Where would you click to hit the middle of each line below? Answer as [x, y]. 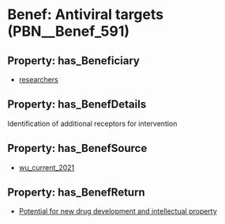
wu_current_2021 [47, 167]
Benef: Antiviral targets [85, 15]
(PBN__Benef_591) [69, 31]
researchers [38, 80]
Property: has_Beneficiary [73, 61]
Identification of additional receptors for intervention [92, 123]
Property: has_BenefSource [77, 148]
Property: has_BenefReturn [76, 193]
